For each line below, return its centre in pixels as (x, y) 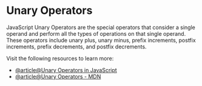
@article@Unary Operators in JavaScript (66, 70)
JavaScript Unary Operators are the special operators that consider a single (101, 27)
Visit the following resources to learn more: (60, 58)
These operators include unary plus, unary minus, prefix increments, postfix (101, 40)
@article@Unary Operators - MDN (58, 76)
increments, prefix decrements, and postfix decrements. (76, 47)
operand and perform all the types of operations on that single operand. (96, 33)
